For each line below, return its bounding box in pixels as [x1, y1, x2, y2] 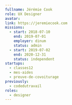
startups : [5, 61, 25, 66]
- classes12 [9, 66, 34, 71]
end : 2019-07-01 [13, 34, 47, 39]
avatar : [5, 16, 21, 21]
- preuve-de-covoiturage [9, 75, 59, 79]
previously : [5, 79, 29, 84]
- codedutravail [9, 83, 42, 89]
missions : [5, 25, 25, 30]
